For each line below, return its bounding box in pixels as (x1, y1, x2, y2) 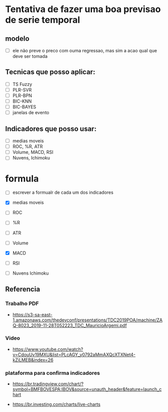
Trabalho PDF (5, 300, 39, 307)
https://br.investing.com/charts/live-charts (12, 401, 101, 407)
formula (5, 173, 39, 184)
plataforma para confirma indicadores (5, 369, 101, 376)
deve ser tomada (12, 53, 48, 59)
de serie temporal (5, 14, 80, 26)
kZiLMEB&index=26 (12, 357, 54, 363)
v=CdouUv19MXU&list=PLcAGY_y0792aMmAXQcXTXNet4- (12, 351, 136, 358)
